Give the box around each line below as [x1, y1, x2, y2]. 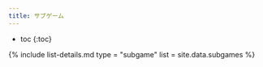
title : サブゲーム [8, 11, 65, 20]
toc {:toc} [19, 34, 53, 44]
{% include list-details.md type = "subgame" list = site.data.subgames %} [8, 49, 256, 59]
